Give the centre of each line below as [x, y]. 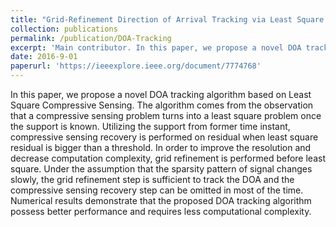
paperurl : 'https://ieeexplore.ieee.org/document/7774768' [136, 66]
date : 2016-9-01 [44, 57]
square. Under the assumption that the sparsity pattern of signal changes [161, 169]
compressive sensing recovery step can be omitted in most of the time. [157, 190]
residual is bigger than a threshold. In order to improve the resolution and [161, 147]
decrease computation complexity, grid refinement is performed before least [168, 158]
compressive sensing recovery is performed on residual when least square [164, 137]
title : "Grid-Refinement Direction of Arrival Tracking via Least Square [167, 19]
